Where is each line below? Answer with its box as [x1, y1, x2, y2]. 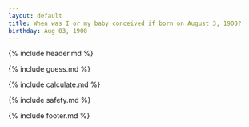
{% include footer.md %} [8, 111, 90, 121]
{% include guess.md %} [8, 64, 90, 74]
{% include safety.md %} [8, 96, 91, 105]
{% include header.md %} [8, 49, 94, 59]
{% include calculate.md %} [8, 80, 101, 89]
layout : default [8, 11, 62, 20]
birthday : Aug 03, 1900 [8, 27, 88, 35]
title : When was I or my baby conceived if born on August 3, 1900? [8, 19, 242, 27]
